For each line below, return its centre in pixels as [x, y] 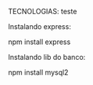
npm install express [39, 42]
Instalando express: [40, 26]
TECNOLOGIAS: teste [43, 11]
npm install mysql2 [38, 72]
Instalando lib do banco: [47, 57]
